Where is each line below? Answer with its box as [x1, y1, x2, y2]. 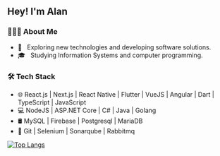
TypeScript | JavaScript [17, 98, 87, 107]
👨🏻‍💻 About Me [7, 27, 58, 37]
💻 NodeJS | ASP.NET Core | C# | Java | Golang [17, 106, 157, 114]
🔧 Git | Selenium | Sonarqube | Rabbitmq [17, 126, 135, 135]
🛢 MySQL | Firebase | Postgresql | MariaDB [17, 116, 143, 125]
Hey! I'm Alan [7, 6, 68, 18]
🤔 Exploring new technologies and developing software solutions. [17, 42, 212, 52]
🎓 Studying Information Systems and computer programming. [17, 51, 203, 59]
